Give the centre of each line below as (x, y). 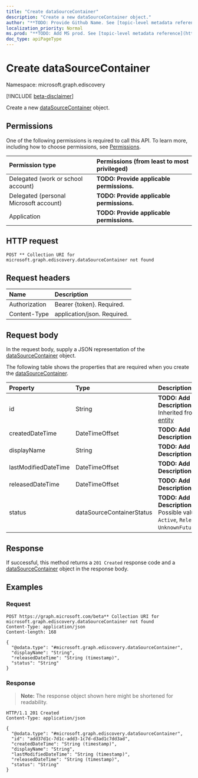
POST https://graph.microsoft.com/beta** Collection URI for (83, 616)
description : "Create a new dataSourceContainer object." (79, 17)
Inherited (171, 413)
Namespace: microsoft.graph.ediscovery (56, 85)
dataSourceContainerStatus (114, 513)
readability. (34, 702)
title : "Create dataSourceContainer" (52, 12)
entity (166, 420)
